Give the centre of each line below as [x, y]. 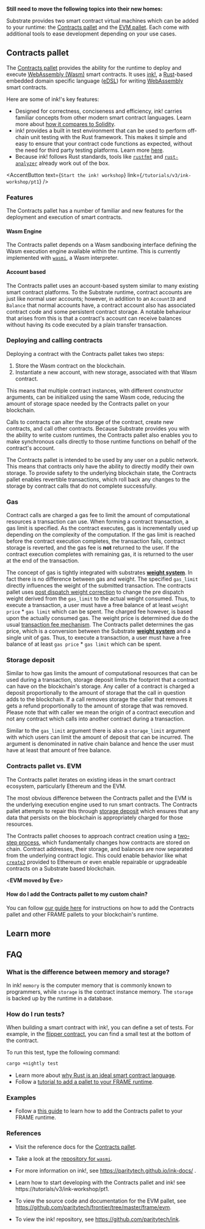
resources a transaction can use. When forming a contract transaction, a [98, 522]
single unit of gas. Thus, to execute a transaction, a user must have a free [99, 638]
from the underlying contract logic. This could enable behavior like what [97, 855]
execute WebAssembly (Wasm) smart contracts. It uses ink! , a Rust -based [99, 74]
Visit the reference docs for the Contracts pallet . [76, 1147]
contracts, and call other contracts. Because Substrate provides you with [98, 428]
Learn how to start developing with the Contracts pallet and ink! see [100, 1182]
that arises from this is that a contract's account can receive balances [94, 318]
